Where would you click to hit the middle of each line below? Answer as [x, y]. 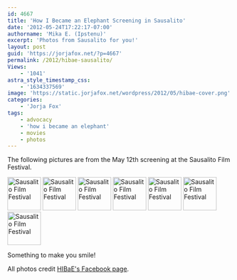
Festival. [20, 167]
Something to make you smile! [52, 255]
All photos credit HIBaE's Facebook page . [68, 269]
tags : [15, 113]
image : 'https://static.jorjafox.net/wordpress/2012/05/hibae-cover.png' [119, 93]
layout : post [27, 47]
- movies [33, 133]
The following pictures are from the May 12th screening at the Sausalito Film [119, 160]
